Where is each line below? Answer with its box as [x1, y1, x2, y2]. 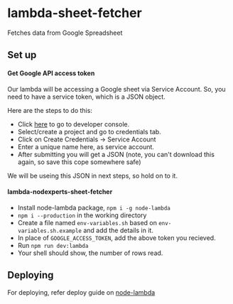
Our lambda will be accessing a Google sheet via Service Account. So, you [7, 85, 226, 93]
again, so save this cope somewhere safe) [17, 158, 141, 166]
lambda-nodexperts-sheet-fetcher [7, 188, 113, 196]
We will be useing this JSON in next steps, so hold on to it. [7, 171, 178, 180]
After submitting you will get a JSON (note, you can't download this [17, 150, 215, 158]
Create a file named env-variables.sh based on [17, 218, 158, 227]
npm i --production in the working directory [17, 211, 147, 219]
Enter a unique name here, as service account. [17, 142, 155, 151]
